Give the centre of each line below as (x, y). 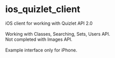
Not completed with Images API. (39, 39)
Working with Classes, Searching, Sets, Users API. (58, 34)
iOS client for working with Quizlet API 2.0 (49, 23)
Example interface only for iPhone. (41, 50)
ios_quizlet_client (43, 9)
